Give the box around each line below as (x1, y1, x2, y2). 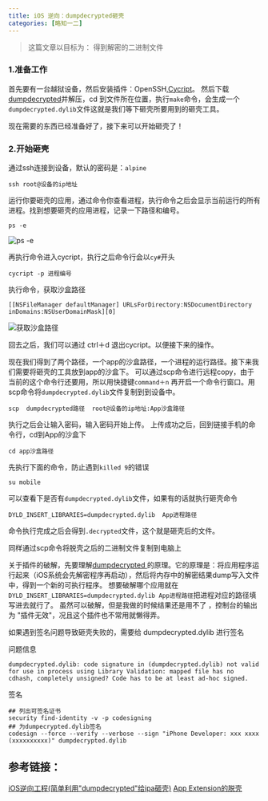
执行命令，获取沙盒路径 (8, 285, 86, 295)
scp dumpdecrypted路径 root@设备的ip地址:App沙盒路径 (8, 405, 186, 413)
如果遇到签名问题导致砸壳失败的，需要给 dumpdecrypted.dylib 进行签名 (8, 628, 245, 637)
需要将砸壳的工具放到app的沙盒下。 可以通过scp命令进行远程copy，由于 (14, 367, 254, 377)
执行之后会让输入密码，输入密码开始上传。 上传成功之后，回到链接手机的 (8, 420, 249, 429)
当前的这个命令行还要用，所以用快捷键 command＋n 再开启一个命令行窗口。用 (8, 377, 256, 387)
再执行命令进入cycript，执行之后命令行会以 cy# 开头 (8, 252, 175, 262)
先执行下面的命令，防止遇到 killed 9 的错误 (8, 462, 150, 472)
